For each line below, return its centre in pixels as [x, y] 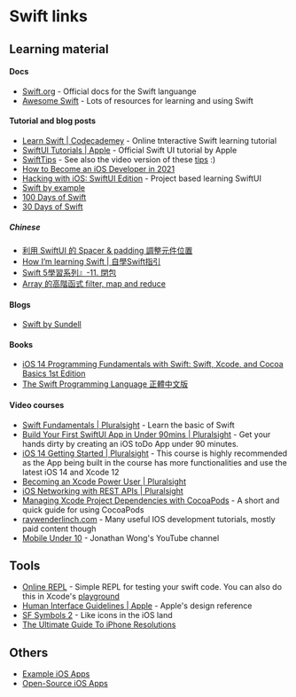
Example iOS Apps [56, 674]
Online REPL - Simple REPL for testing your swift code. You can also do [152, 587]
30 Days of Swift [52, 207]
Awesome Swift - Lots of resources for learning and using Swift [138, 100]
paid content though [59, 529]
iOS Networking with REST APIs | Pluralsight [102, 490]
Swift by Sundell [51, 325]
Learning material [59, 49]
